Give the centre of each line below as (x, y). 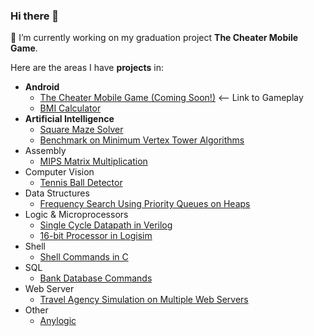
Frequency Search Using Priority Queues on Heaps (145, 204)
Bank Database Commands (96, 278)
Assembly (45, 151)
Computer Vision (59, 172)
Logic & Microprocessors (76, 215)
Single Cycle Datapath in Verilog (106, 225)
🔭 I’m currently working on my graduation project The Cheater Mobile (154, 38)
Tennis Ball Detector (81, 183)
